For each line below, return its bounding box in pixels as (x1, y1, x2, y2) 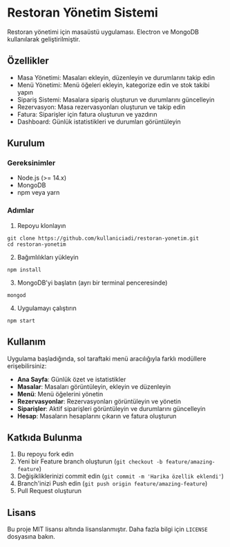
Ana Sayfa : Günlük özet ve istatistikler (17, 375, 126, 383)
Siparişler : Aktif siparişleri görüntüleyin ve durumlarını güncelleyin (17, 404, 206, 412)
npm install (7, 266, 41, 273)
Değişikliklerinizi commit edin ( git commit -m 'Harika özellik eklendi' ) (17, 472, 224, 481)
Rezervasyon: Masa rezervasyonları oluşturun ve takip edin (17, 102, 186, 111)
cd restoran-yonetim (7, 240, 67, 248)
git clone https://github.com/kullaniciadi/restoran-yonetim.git (7, 235, 199, 242)
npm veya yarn (17, 189, 60, 197)
